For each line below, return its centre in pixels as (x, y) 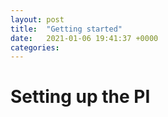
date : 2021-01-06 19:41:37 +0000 (84, 38)
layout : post (37, 19)
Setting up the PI (80, 97)
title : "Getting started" (66, 29)
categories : (35, 47)
